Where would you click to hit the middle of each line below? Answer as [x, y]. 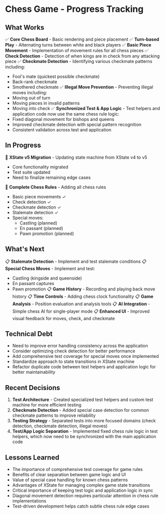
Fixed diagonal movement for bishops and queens [63, 119]
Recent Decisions [33, 388]
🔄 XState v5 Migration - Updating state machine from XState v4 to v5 [76, 157]
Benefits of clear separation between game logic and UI [69, 475]
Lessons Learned [32, 457]
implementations [29, 501]
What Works [25, 28]
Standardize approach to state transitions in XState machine [73, 362]
